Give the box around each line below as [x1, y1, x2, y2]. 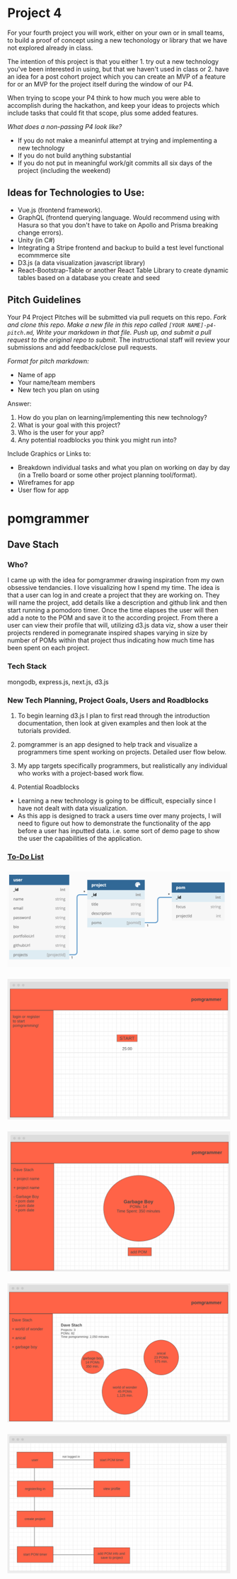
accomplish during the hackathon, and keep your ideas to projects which [7, 101, 220, 109]
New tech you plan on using [17, 385, 100, 394]
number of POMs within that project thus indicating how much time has [7, 636, 214, 645]
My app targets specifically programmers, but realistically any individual [17, 761, 228, 770]
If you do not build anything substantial [17, 151, 132, 160]
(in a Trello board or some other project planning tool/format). [17, 470, 197, 479]
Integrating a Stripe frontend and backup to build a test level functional [17, 243, 224, 252]
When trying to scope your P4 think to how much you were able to [7, 94, 201, 102]
